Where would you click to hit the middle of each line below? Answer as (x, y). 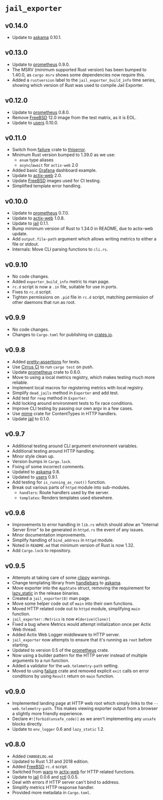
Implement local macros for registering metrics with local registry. (78, 387)
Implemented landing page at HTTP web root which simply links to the (82, 703)
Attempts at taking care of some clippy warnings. (61, 578)
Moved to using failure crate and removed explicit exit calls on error (81, 671)
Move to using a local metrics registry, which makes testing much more (83, 377)
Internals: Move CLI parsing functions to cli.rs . (60, 249)
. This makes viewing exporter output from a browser (105, 708)
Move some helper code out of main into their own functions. (73, 603)
